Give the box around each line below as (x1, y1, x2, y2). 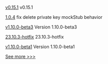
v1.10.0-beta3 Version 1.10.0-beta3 (5, 24, 77, 30)
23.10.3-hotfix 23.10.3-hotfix (5, 34, 64, 40)
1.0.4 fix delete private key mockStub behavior (5, 14, 103, 20)
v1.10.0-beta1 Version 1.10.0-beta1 (5, 44, 75, 50)
